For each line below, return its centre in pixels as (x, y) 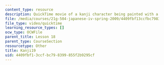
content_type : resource (29, 10)
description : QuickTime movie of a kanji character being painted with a (82, 14)
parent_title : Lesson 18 (30, 37)
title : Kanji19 (20, 50)
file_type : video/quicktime (34, 23)
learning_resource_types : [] (35, 28)
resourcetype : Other (26, 46)
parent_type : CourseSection (34, 42)
